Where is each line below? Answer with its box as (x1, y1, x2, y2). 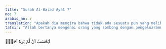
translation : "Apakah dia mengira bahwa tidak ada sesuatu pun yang (5, 20, 149, 26)
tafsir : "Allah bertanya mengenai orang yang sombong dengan (5, 25, 134, 30)
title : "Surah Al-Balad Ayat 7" (5, 7, 72, 12)
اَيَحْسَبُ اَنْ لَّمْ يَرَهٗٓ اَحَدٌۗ (5, 38, 50, 44)
